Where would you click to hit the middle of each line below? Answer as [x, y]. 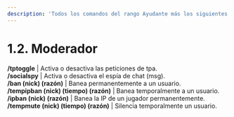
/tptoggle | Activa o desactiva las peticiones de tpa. [83, 68]
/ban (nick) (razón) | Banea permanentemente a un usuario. [94, 83]
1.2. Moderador [53, 48]
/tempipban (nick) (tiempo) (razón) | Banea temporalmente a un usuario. [113, 91]
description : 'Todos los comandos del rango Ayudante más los [100, 14]
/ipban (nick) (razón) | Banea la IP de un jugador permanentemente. [106, 98]
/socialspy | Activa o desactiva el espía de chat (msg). [86, 75]
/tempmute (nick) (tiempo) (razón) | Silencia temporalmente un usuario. [112, 106]
